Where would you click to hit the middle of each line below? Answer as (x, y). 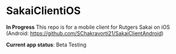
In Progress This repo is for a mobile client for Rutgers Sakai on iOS (88, 27)
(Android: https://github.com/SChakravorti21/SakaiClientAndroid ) (85, 33)
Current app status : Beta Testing (46, 45)
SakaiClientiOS (44, 11)
